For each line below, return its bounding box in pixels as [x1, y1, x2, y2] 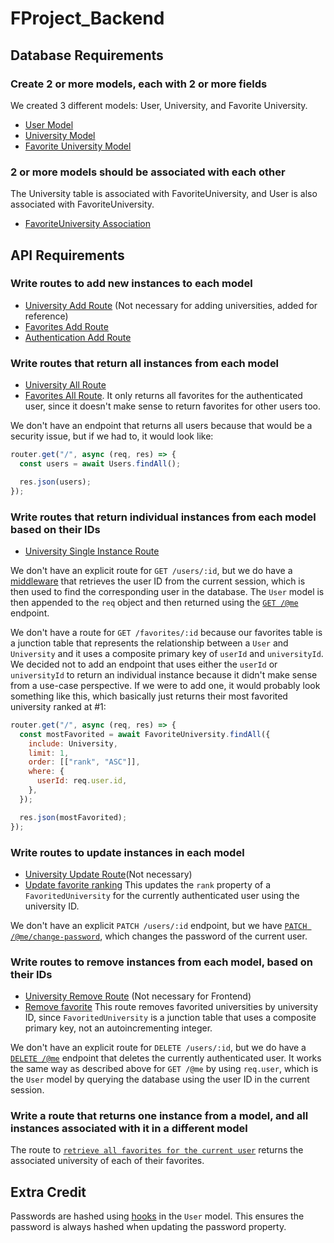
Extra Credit [10, 1183, 87, 1201]
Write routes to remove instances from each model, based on [10, 955, 313, 969]
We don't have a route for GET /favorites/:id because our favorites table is [10, 626, 323, 638]
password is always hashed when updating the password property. [10, 1221, 287, 1233]
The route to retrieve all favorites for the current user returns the [10, 1144, 304, 1156]
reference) [24, 310, 69, 322]
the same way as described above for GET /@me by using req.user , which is [10, 1063, 319, 1075]
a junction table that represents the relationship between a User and [10, 637, 289, 649]
